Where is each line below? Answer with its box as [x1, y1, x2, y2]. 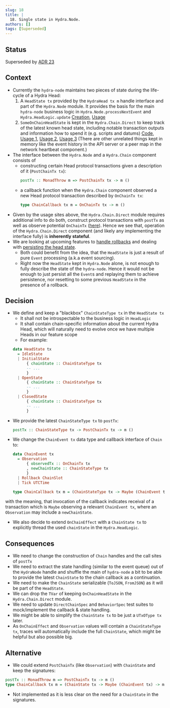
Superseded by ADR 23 [5, 58, 55, 65]
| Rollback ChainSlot [17, 475, 63, 481]
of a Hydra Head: [25, 92, 61, 98]
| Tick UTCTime [17, 480, 50, 485]
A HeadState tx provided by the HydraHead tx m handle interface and [20, 98, 164, 104]
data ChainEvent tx [12, 452, 54, 457]
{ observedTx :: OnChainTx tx [26, 461, 90, 466]
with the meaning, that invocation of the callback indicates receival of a [5, 498, 154, 505]
